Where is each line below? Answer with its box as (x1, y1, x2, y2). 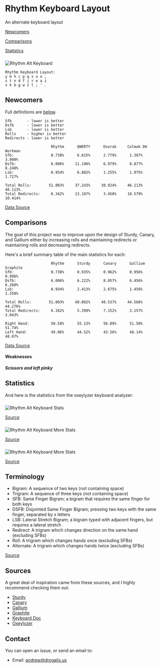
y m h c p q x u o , (5, 74, 47, 79)
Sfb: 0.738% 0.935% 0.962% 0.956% (5, 269, 143, 275)
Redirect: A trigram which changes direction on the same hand (12, 527, 138, 533)
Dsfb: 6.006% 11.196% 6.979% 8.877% (5, 161, 143, 166)
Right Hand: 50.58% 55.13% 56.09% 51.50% (5, 321, 143, 326)
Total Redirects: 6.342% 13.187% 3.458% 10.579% (5, 191, 143, 196)
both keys (12, 501, 33, 507)
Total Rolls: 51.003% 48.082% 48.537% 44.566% (5, 300, 143, 305)
